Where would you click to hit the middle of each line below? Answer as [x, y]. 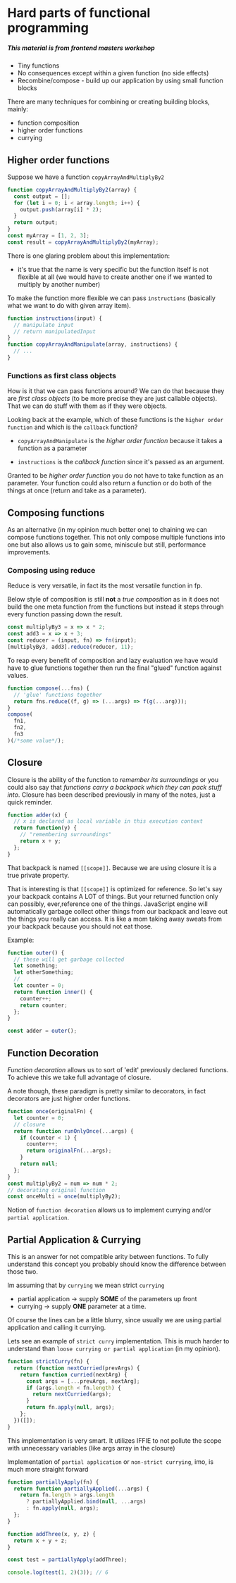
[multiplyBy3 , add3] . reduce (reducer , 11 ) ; [70, 647]
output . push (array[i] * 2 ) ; [61, 209]
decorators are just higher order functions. [69, 1098]
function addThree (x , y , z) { [52, 1534]
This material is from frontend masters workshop [81, 48]
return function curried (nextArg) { [74, 1374]
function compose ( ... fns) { [49, 688]
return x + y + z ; [41, 1541]
